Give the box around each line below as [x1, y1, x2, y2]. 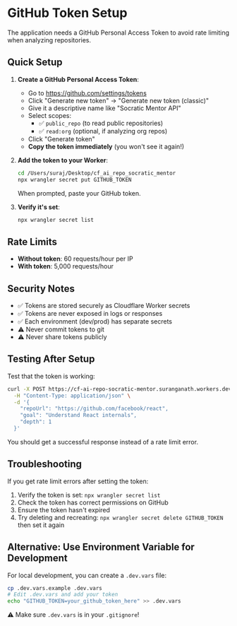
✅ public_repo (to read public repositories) [38, 119, 164, 127]
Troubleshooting [7, 458, 83, 471]
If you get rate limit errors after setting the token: [7, 477, 149, 485]
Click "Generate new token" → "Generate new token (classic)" [28, 96, 209, 105]
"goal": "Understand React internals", [20, 412, 138, 419]
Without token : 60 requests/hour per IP [17, 254, 133, 263]
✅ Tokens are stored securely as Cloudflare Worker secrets [17, 302, 190, 309]
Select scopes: [28, 111, 72, 119]
